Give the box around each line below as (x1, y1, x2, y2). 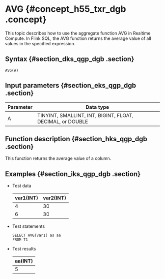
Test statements (12, 223, 45, 229)
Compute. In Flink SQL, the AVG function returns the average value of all (5, 35, 151, 41)
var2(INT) (43, 194, 66, 201)
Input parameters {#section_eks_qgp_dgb (5, 81, 137, 90)
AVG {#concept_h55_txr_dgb (5, 3, 126, 15)
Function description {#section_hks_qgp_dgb (5, 134, 147, 143)
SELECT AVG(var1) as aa (12, 233, 61, 238)
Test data (12, 183, 31, 189)
